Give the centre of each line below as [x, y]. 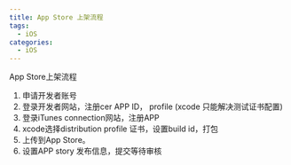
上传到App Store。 [56, 140]
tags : [19, 26]
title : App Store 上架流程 [56, 17]
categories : [31, 42]
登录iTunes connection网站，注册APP [90, 118]
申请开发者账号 [49, 96]
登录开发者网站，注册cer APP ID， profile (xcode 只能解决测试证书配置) [153, 106]
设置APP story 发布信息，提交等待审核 [92, 151]
